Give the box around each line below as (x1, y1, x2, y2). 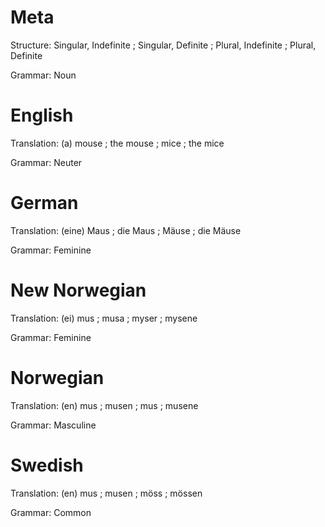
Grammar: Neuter (10, 156, 83, 168)
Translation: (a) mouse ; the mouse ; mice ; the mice (10, 137, 225, 149)
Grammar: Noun (10, 69, 77, 81)
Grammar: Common (10, 506, 92, 518)
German (10, 192, 79, 215)
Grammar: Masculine (10, 419, 97, 431)
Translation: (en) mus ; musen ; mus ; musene (10, 399, 199, 411)
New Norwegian (10, 279, 147, 301)
